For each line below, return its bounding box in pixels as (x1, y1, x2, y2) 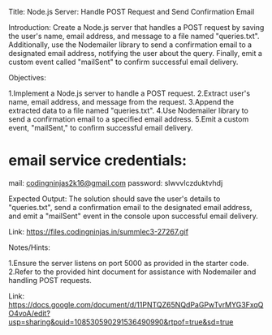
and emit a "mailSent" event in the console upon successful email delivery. (8, 211, 258, 221)
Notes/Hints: (8, 243, 50, 252)
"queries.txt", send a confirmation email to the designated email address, (8, 202, 253, 212)
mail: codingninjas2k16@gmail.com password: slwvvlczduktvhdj (8, 178, 223, 187)
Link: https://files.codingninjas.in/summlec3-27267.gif (8, 226, 189, 236)
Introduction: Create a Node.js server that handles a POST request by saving (8, 23, 265, 32)
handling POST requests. (8, 275, 92, 285)
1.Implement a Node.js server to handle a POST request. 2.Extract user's (8, 88, 250, 98)
